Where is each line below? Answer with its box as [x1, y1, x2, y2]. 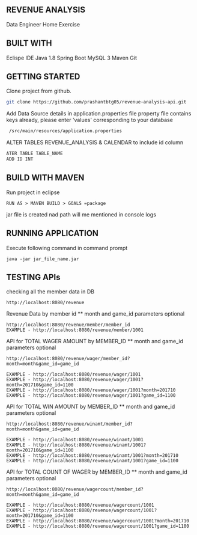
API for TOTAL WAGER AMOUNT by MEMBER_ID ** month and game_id [6, 338, 183, 345]
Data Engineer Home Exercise [6, 20, 80, 28]
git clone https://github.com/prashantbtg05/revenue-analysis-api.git [6, 99, 187, 105]
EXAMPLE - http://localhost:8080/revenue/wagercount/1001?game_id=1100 [6, 523, 189, 530]
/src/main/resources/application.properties [8, 128, 122, 134]
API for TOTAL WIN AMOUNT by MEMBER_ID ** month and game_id [6, 403, 175, 411]
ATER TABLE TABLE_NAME [6, 150, 63, 157]
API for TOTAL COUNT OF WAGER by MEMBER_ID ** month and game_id [6, 468, 187, 475]
